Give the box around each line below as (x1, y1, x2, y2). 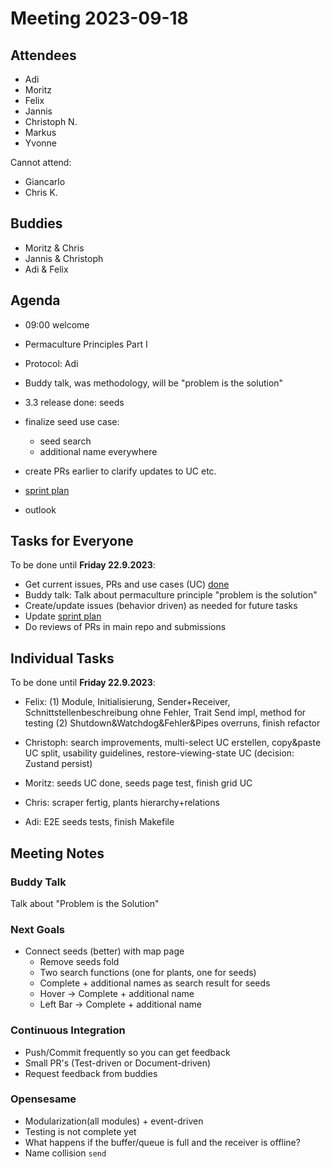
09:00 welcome (24, 318, 90, 331)
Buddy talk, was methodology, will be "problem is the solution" (24, 377, 284, 389)
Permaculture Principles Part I (24, 338, 148, 350)
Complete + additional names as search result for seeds (39, 977, 271, 989)
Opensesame (10, 1092, 77, 1106)
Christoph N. (24, 116, 78, 127)
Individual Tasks (10, 650, 115, 667)
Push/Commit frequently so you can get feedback (24, 1046, 231, 1058)
